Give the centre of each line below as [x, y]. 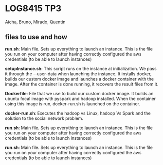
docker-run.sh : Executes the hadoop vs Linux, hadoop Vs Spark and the [78, 113]
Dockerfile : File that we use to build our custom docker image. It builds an [79, 93]
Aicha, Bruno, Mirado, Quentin [35, 22]
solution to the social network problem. [44, 118]
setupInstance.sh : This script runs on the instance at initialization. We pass [81, 68]
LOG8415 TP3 [33, 8]
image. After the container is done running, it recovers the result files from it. [82, 84]
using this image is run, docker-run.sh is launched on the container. [72, 104]
